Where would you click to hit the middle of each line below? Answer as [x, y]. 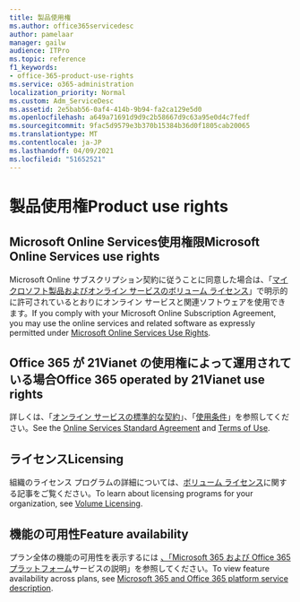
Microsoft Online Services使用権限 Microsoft [134, 242]
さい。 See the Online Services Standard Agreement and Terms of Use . [140, 428]
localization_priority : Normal [68, 92]
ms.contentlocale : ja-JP [56, 142]
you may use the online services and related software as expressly [132, 322]
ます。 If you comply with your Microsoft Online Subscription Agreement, [142, 313]
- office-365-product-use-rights [72, 76]
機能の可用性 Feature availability [99, 534]
